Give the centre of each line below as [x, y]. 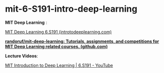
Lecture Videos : [22, 56]
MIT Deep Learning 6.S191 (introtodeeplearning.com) [59, 32]
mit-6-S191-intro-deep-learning [71, 9]
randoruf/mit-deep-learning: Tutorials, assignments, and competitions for [82, 41]
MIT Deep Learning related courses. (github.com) [57, 46]
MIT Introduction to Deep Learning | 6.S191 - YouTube [59, 65]
